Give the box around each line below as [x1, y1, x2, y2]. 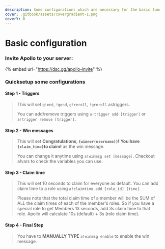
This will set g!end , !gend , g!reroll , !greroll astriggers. [17, 101, 130, 107]
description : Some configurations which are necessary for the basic [5, 7, 151, 12]
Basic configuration [5, 37, 87, 49]
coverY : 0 [5, 16, 26, 21]
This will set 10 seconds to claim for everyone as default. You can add [17, 180, 159, 187]
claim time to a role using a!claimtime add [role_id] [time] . [17, 186, 141, 192]
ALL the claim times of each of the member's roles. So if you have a [17, 200, 155, 206]
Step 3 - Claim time [5, 169, 45, 175]
